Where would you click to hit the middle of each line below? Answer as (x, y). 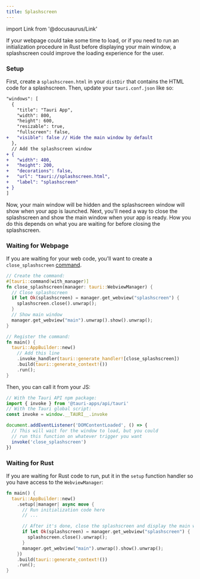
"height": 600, (36, 121)
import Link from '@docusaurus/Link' (52, 29)
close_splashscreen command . (44, 265)
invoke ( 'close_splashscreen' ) (49, 442)
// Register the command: (38, 336)
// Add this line (38, 353)
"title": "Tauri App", (45, 110)
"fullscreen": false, (43, 132)
